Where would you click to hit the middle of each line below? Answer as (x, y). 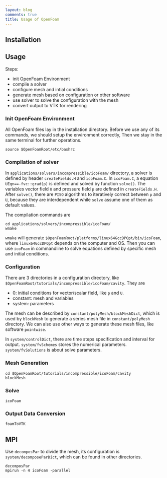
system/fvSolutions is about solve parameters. (53, 350)
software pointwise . (26, 329)
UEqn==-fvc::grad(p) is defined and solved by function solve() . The (75, 184)
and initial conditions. (27, 254)
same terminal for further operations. (43, 140)
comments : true (21, 15)
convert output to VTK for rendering (49, 105)
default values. (21, 205)
